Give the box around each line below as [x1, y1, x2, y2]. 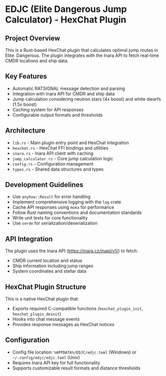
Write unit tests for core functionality [12, 215, 88, 221]
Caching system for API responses [12, 106, 84, 113]
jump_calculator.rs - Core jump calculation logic [12, 156, 114, 162]
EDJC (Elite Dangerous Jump [5, 3, 127, 15]
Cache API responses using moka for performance [12, 204, 115, 210]
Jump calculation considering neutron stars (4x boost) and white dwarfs [12, 96, 161, 102]
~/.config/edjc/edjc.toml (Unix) [12, 354, 80, 360]
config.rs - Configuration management [12, 161, 94, 167]
